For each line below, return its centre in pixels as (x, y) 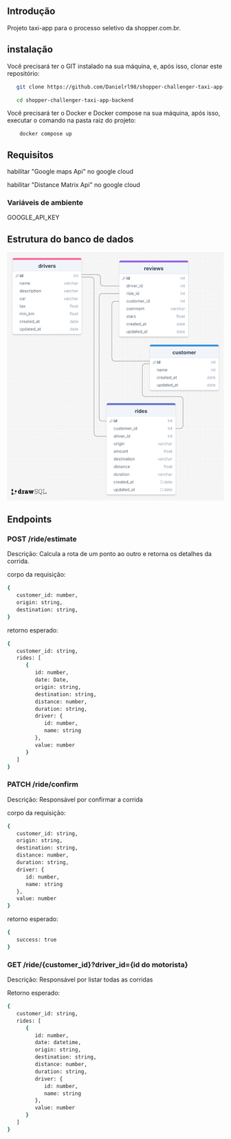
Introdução (31, 11)
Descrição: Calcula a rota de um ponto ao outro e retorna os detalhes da (109, 554)
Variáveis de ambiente (45, 203)
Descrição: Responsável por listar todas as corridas (80, 980)
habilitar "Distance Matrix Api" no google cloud (74, 185)
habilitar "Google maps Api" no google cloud (70, 172)
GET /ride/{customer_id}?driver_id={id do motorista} (98, 964)
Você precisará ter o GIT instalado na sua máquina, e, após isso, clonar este (115, 66)
